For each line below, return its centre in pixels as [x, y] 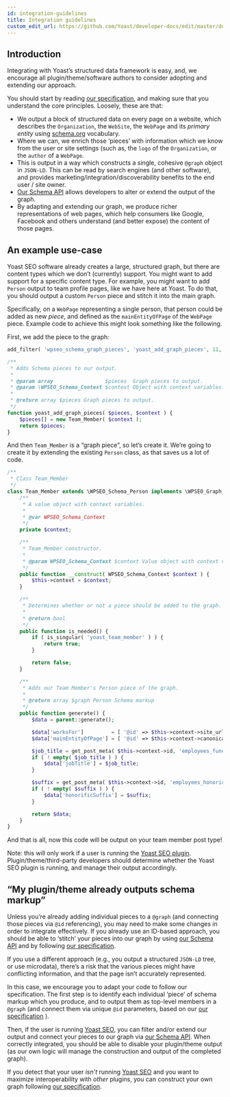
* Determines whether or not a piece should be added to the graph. [122, 605]
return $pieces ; [43, 426]
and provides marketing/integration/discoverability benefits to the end [116, 177]
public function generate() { [63, 714]
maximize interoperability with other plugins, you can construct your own [110, 1079]
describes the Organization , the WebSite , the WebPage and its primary [113, 126]
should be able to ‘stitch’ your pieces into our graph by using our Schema [110, 938]
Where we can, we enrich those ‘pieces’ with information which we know [120, 141]
